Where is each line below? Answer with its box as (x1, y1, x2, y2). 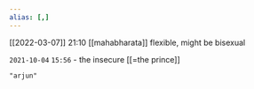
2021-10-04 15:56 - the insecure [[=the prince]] (9, 54, 180, 64)
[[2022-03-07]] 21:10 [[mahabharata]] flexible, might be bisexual (9, 37, 246, 48)
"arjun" (9, 71, 38, 80)
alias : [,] (9, 12, 50, 22)
